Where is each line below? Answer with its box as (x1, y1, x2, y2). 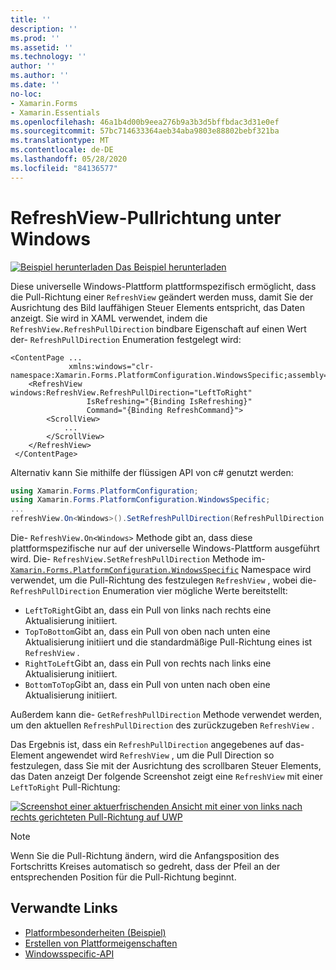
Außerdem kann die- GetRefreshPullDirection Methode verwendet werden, (10, 709, 323, 721)
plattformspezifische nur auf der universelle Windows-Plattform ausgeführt (10, 542, 320, 555)
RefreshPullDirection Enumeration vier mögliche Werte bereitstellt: (10, 585, 288, 597)
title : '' (10, 14, 52, 25)
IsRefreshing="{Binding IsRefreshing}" (86, 396, 253, 406)
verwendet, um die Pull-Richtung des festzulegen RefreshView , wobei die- (10, 574, 317, 586)
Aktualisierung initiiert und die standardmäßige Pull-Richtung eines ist (24, 636, 313, 648)
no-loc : (10, 89, 43, 99)
